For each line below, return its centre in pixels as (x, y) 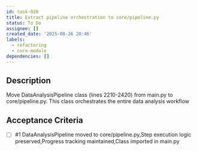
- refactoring (29, 46)
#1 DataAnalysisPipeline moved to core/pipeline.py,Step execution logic (103, 135)
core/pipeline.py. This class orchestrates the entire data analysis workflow (98, 101)
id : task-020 (22, 12)
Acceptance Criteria (45, 120)
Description (28, 81)
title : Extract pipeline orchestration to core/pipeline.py (83, 17)
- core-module (29, 51)
